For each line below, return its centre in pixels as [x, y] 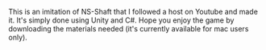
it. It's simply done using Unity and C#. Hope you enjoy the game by [121, 20]
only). [18, 37]
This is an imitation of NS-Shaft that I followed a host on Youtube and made [133, 12]
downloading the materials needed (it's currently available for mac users [129, 29]
